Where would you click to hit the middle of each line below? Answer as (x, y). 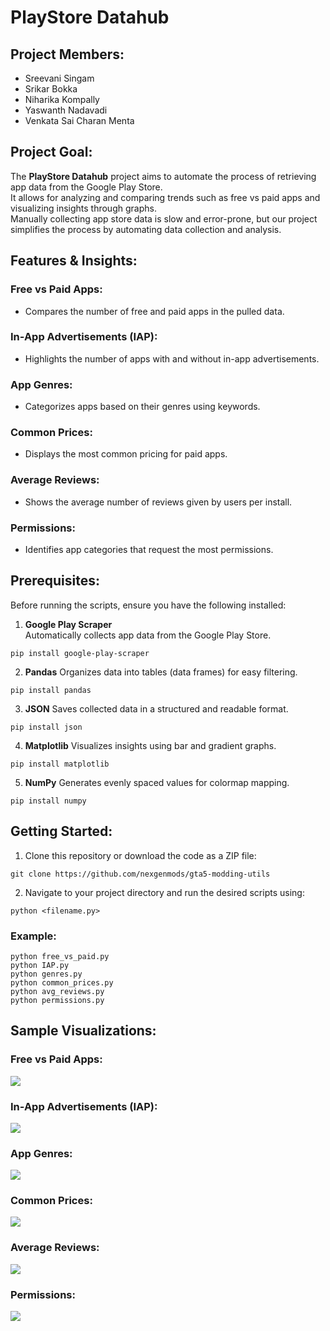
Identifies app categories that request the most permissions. (149, 549)
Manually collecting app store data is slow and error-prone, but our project (164, 218)
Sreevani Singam (59, 78)
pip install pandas (51, 690)
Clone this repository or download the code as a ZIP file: (140, 855)
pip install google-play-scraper (80, 653)
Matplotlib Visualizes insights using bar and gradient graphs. (150, 745)
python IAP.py (40, 965)
